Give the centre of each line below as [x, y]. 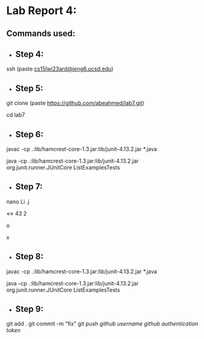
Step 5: [29, 88]
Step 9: [29, 309]
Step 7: [29, 187]
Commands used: [41, 33]
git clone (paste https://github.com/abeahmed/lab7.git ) [75, 103]
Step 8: [29, 256]
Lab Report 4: [42, 11]
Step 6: [29, 134]
